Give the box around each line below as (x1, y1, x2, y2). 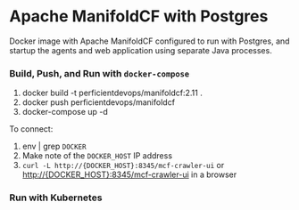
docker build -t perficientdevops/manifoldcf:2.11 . (21, 87, 203, 99)
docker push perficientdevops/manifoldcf (21, 97, 176, 108)
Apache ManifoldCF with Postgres (9, 6, 269, 27)
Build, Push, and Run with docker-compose (9, 67, 190, 79)
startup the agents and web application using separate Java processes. (9, 44, 272, 55)
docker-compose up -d (21, 107, 109, 117)
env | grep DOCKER (21, 141, 87, 152)
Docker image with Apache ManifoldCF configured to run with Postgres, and (9, 36, 290, 46)
